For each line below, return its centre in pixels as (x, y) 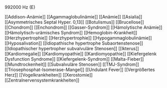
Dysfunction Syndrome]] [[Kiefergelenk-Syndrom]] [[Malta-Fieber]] (74, 59)
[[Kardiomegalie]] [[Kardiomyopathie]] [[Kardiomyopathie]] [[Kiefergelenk (81, 54)
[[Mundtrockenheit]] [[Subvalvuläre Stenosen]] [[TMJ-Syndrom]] (72, 64)
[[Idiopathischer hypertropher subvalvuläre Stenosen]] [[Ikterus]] (72, 48)
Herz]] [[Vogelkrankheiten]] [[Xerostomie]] (49, 75)
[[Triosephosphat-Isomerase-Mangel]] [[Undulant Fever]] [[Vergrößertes (80, 70)
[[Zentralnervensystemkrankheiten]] (42, 80)
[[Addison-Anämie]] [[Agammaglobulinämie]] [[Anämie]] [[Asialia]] (73, 17)
